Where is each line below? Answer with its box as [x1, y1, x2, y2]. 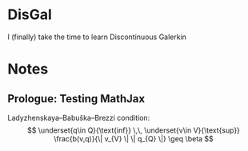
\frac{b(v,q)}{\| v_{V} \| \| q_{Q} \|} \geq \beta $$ [54, 133, 214, 143]
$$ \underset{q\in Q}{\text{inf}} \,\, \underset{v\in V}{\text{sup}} [26, 125, 241, 135]
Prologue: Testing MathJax [7, 92, 146, 105]
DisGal [7, 6, 53, 24]
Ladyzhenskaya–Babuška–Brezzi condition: [7, 113, 150, 122]
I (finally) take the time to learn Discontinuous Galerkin [7, 32, 187, 42]
